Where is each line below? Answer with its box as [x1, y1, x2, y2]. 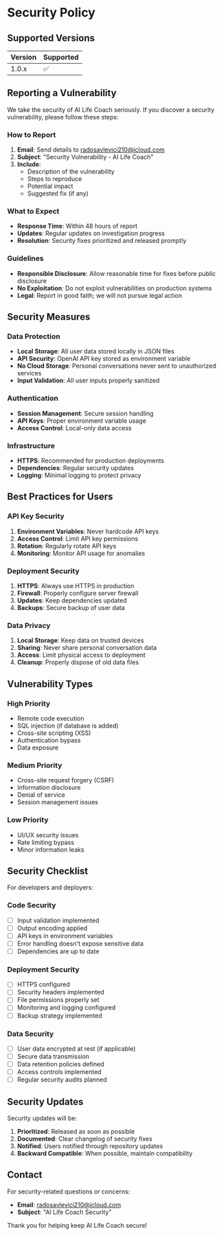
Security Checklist [7, 865, 89, 876]
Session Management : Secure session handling [16, 409, 154, 417]
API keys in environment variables [16, 931, 113, 940]
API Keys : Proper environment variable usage [16, 417, 146, 425]
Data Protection [7, 331, 60, 341]
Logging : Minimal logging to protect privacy [16, 471, 142, 479]
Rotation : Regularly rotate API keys [16, 541, 117, 550]
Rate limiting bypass [16, 838, 74, 846]
